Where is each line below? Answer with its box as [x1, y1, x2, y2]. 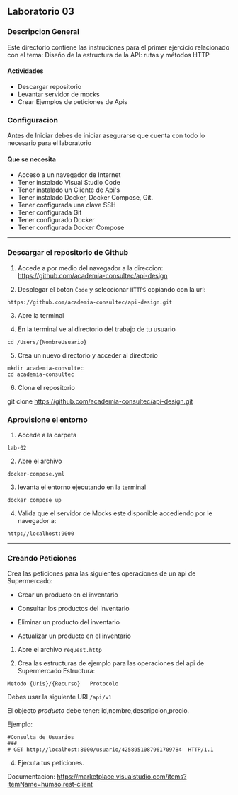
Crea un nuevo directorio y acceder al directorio [17, 350, 158, 360]
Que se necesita [7, 155, 57, 164]
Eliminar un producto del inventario [17, 618, 120, 627]
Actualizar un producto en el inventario [17, 631, 131, 640]
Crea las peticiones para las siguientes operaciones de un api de [7, 569, 196, 578]
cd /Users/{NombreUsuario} [7, 338, 87, 345]
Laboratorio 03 [7, 6, 74, 18]
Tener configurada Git [17, 208, 82, 217]
